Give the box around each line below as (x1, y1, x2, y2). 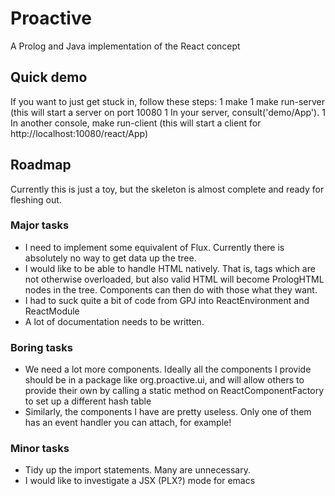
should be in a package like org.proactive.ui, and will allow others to (24, 374, 305, 386)
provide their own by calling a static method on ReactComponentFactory (24, 385, 325, 397)
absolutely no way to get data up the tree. (24, 252, 197, 264)
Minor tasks (10, 442, 70, 456)
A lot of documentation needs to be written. (24, 315, 205, 327)
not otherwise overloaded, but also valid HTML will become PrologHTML (24, 273, 325, 285)
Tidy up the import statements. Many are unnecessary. (24, 464, 251, 476)
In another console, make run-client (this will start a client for (10, 117, 262, 129)
